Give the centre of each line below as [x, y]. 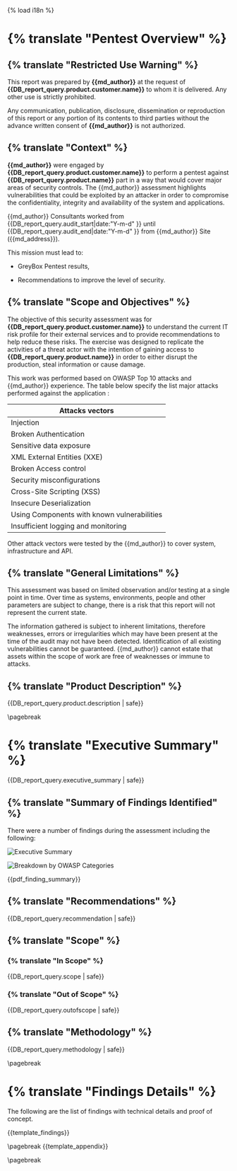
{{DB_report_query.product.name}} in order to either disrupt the [102, 357]
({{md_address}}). [34, 238]
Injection [25, 422]
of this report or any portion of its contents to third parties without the [108, 118]
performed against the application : [59, 393]
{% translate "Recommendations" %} [92, 901]
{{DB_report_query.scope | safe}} [56, 976]
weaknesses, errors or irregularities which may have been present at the [113, 634]
